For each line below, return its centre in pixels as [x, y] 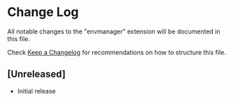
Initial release [36, 91]
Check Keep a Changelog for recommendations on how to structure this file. [117, 52]
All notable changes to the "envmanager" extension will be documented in [114, 31]
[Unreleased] [37, 74]
